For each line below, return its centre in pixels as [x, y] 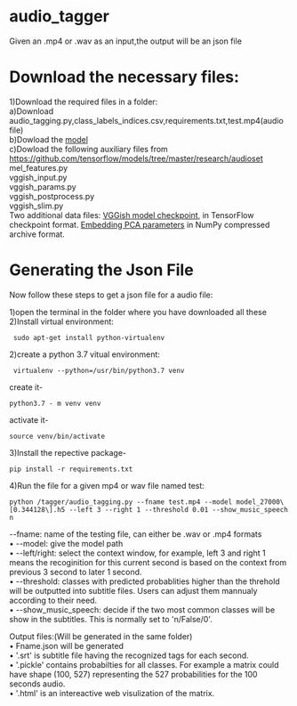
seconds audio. [37, 684]
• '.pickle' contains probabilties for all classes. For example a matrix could [144, 664]
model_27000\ [260, 502]
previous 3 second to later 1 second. [76, 572]
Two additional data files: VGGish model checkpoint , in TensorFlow [132, 215]
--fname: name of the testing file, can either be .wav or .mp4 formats [136, 534]
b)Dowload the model [49, 139]
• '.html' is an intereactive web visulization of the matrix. [112, 693]
